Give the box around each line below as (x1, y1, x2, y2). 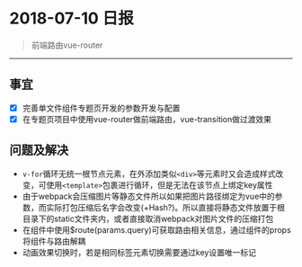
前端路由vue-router (31, 40, 103, 50)
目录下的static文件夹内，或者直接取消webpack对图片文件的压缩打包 (22, 213, 274, 224)
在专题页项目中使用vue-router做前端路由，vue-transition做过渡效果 (22, 113, 272, 124)
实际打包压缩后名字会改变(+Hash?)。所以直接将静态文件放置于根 (46, 201, 286, 212)
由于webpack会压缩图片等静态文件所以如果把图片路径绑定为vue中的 (22, 191, 276, 201)
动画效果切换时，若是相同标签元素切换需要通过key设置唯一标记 (22, 246, 256, 257)
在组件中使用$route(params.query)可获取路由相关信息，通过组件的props (22, 224, 292, 235)
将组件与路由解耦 (22, 236, 86, 246)
